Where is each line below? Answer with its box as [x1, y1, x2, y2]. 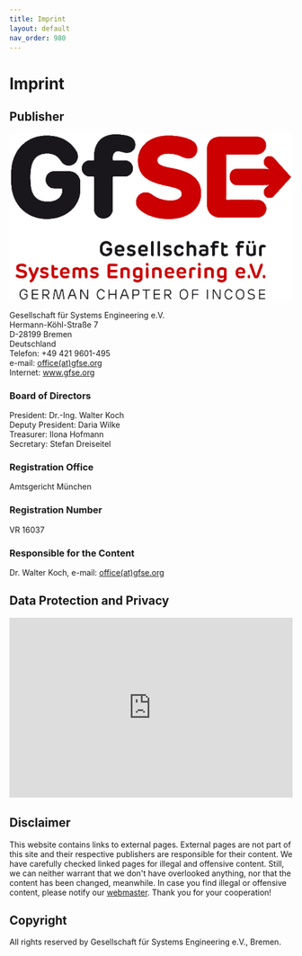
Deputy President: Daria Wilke [9, 419, 120, 431]
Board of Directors [9, 389, 92, 402]
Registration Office [9, 461, 94, 474]
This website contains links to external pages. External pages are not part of [9, 839, 292, 850]
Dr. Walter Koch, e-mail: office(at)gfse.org [9, 567, 164, 578]
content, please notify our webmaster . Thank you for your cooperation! [9, 887, 272, 898]
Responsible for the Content [9, 547, 135, 559]
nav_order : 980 [9, 33, 67, 42]
